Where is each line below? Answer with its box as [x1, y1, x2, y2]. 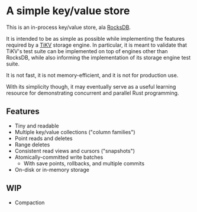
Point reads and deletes [14, 135, 73, 142]
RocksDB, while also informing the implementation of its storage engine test [6, 54, 191, 61]
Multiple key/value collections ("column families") [14, 128, 135, 135]
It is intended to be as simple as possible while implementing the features [6, 35, 185, 42]
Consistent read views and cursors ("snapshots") [14, 147, 135, 154]
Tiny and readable [14, 122, 59, 129]
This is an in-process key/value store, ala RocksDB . [6, 24, 131, 31]
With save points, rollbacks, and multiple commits [23, 159, 145, 167]
